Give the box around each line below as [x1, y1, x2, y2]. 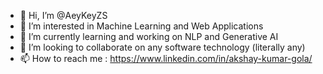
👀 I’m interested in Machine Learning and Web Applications [19, 20, 264, 32]
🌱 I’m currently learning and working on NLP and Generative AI [19, 31, 279, 42]
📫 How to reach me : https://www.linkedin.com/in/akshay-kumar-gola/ [19, 53, 313, 64]
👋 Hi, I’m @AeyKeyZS [19, 10, 108, 21]
